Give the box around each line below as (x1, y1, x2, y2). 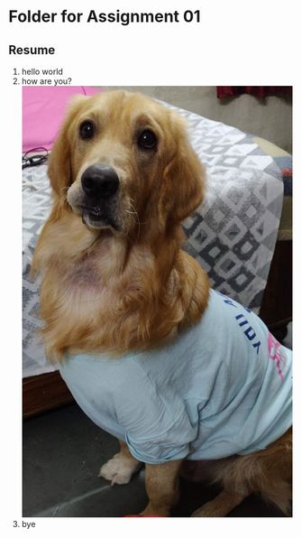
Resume (8, 42, 56, 58)
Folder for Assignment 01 (8, 6, 201, 27)
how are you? (21, 76, 73, 87)
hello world (21, 66, 64, 77)
